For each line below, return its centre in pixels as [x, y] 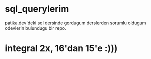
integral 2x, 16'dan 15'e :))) [61, 49]
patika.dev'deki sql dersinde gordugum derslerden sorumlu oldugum [76, 23]
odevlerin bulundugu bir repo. [36, 28]
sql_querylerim [37, 9]
